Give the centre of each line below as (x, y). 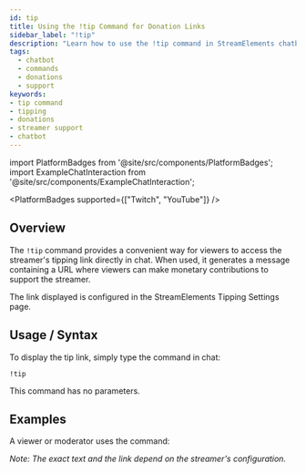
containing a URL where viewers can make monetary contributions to (139, 269)
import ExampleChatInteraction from (78, 172)
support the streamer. (50, 279)
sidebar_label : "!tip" (52, 35)
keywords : (28, 94)
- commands (38, 69)
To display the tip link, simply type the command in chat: (115, 357)
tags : (20, 52)
